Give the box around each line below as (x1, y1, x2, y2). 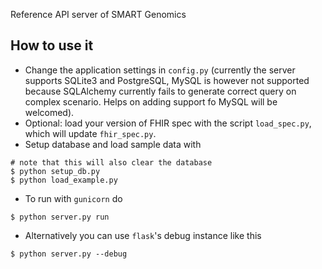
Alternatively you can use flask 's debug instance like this (24, 229, 262, 241)
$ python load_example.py (10, 175, 118, 185)
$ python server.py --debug (10, 249, 128, 259)
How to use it (10, 37, 94, 54)
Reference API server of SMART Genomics (10, 9, 187, 20)
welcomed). (24, 106, 75, 118)
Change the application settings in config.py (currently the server (24, 64, 296, 76)
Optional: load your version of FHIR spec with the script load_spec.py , (24, 117, 312, 129)
